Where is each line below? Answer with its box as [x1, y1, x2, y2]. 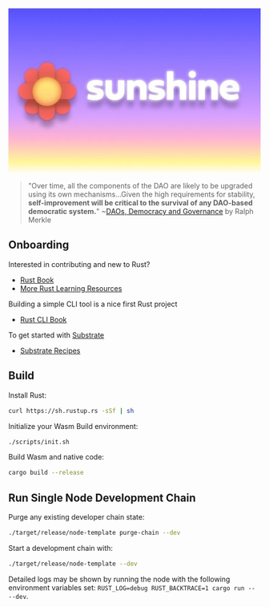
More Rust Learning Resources [19, 283, 122, 293]
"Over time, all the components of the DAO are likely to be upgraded [27, 181, 253, 190]
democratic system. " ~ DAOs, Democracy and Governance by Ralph [27, 207, 254, 216]
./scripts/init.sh [8, 438, 70, 446]
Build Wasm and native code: [8, 452, 104, 462]
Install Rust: [8, 390, 46, 400]
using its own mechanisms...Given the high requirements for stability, [27, 189, 255, 199]
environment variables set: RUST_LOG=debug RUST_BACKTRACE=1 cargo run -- [8, 582, 256, 593]
